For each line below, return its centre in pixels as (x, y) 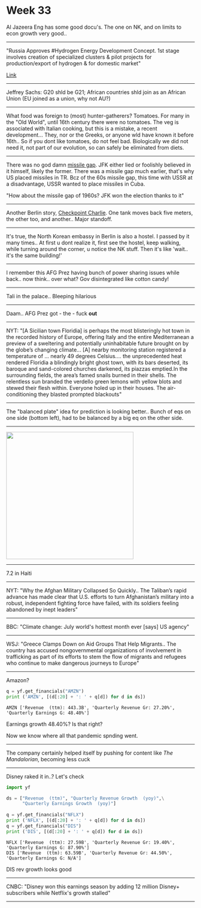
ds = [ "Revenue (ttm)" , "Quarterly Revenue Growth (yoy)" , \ (85, 798)
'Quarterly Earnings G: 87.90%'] (48, 848)
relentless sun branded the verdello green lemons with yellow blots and (94, 382)
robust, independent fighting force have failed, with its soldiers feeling (93, 603)
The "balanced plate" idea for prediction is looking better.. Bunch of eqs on (99, 411)
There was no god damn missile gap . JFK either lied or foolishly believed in (99, 165)
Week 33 (29, 10)
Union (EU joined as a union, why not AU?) (58, 98)
